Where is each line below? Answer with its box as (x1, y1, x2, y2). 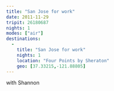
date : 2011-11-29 (6, 14, 49, 20)
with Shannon (6, 79, 40, 86)
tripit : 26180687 (6, 19, 49, 25)
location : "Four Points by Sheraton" (17, 58, 110, 63)
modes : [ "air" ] (6, 31, 44, 36)
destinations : (6, 36, 41, 42)
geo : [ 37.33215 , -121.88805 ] (17, 63, 86, 69)
